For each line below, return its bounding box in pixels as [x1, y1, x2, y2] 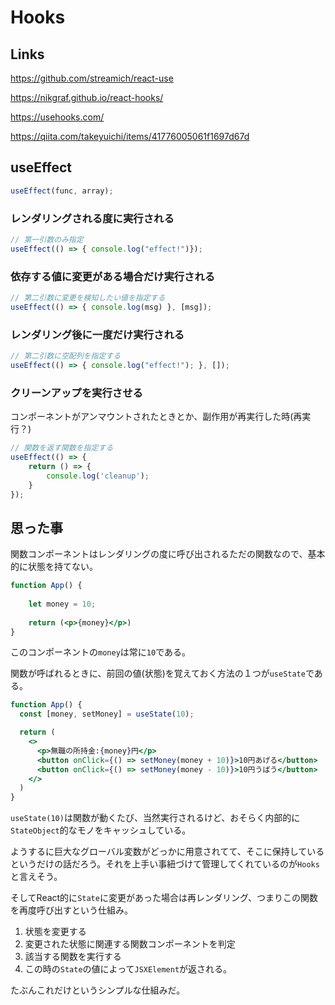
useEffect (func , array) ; [10, 186, 114, 196]
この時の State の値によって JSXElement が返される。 [24, 963, 233, 975]
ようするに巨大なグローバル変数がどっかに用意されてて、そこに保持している [10, 846, 325, 858]
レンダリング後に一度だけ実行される [10, 327, 185, 341]
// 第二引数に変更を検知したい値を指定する [10, 293, 166, 303]
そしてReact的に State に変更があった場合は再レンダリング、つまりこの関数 [10, 892, 318, 904]
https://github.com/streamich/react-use [10, 72, 174, 84]
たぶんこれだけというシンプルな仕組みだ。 [10, 984, 186, 996]
